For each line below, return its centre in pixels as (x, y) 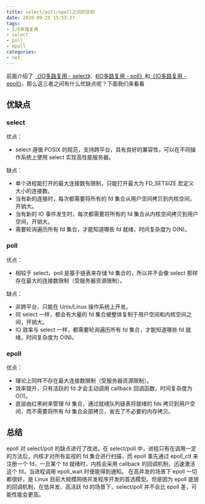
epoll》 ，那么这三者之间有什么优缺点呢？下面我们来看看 (76, 83)
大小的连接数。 (34, 191)
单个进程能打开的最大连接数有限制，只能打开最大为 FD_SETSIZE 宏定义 (105, 183)
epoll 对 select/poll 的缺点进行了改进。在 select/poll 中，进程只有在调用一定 (102, 448)
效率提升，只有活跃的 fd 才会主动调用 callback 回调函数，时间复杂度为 (104, 388)
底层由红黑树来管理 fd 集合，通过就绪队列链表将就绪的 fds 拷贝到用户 (102, 403)
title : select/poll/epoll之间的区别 (51, 12)
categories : (21, 52)
